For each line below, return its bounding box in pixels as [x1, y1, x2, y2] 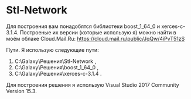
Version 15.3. [6, 87, 37, 94]
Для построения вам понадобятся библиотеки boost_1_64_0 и [6, 23, 161, 30]
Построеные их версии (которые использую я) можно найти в [19, 29, 177, 36]
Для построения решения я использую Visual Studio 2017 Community [6, 81, 180, 88]
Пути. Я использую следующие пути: [6, 46, 100, 53]
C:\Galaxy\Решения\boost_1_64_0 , [14, 63, 98, 70]
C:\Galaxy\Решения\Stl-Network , [14, 58, 97, 65]
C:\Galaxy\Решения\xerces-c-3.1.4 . [14, 70, 102, 77]
